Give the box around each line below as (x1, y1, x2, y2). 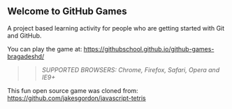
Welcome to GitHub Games (7, 6, 127, 17)
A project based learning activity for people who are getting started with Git (7, 24, 225, 32)
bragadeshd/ (7, 52, 45, 60)
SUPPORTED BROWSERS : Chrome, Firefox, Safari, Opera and (41, 65, 220, 74)
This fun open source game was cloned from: (7, 86, 138, 94)
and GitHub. (7, 31, 42, 40)
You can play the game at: (7, 44, 82, 53)
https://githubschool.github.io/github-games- (83, 44, 215, 53)
